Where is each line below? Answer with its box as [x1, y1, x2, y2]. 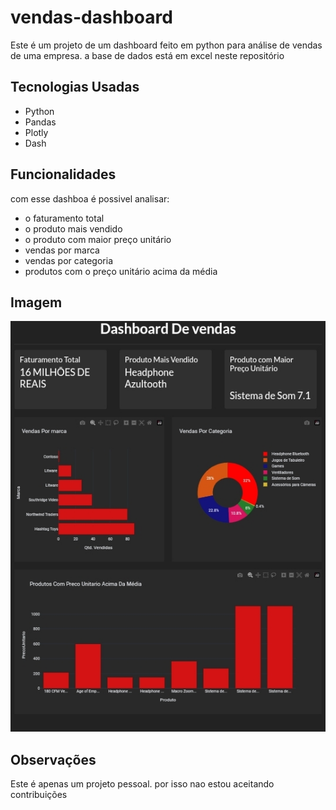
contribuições [10, 789, 68, 801]
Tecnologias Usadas [10, 79, 140, 96]
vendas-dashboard [10, 6, 173, 29]
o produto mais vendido [24, 222, 123, 235]
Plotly [24, 126, 49, 138]
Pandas [24, 116, 57, 128]
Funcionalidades [10, 166, 117, 183]
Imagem [10, 294, 63, 311]
